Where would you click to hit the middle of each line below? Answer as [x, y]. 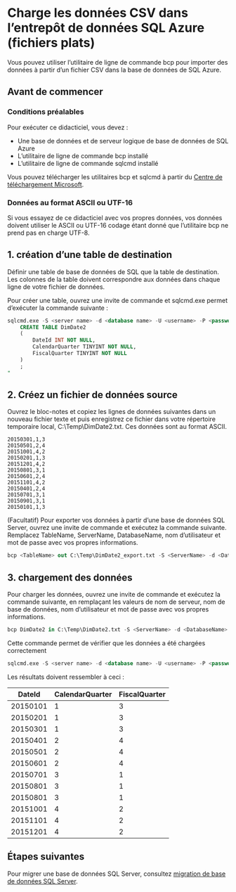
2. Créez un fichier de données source [92, 395]
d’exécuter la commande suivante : [58, 308]
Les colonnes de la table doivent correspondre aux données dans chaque [114, 279]
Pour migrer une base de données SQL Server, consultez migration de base [117, 874]
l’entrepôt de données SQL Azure [106, 28]
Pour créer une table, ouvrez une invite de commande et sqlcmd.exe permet [118, 300]
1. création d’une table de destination [90, 255]
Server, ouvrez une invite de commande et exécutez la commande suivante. [117, 528]
